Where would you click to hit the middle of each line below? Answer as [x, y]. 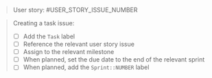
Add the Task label [49, 36]
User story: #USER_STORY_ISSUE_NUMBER [75, 10]
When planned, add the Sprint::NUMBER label [86, 67]
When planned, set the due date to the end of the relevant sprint [114, 60]
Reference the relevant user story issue [79, 44]
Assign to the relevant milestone [69, 52]
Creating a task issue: [44, 23]
